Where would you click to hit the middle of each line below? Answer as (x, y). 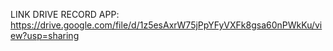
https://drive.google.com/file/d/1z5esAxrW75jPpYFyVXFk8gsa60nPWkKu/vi (166, 25)
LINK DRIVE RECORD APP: (65, 14)
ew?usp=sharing (45, 35)
